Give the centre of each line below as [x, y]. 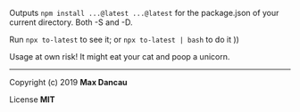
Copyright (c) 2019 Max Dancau [68, 82]
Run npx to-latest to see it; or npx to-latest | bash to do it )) [124, 40]
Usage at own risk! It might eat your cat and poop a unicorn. [120, 56]
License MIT [32, 100]
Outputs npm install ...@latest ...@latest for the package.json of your [144, 13]
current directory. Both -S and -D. [71, 22]
